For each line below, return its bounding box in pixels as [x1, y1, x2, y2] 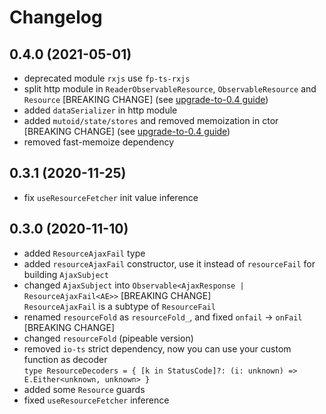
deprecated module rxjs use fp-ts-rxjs [23, 72, 191, 84]
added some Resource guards [23, 383, 146, 395]
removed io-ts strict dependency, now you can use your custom [23, 342, 292, 355]
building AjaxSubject [23, 268, 109, 280]
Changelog [9, 6, 103, 29]
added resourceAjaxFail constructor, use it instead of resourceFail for [23, 257, 316, 270]
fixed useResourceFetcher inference [23, 394, 170, 406]
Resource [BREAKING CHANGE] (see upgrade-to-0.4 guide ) [23, 94, 269, 105]
